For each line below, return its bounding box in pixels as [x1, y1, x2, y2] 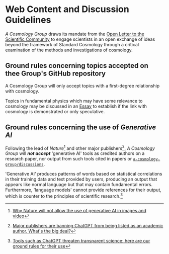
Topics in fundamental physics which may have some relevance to [5, 98, 143, 104]
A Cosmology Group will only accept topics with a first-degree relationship [5, 82, 160, 89]
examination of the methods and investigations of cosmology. [5, 47, 133, 53]
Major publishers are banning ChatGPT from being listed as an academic [12, 222, 163, 228]
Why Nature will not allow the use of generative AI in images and [12, 207, 147, 213]
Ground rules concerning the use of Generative [5, 123, 156, 132]
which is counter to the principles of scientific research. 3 [5, 192, 123, 199]
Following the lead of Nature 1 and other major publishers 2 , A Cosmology [5, 144, 155, 151]
